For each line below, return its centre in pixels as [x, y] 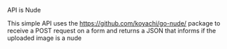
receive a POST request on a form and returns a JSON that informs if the [112, 31]
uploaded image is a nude [44, 38]
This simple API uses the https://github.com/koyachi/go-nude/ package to [114, 23]
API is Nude [24, 10]
